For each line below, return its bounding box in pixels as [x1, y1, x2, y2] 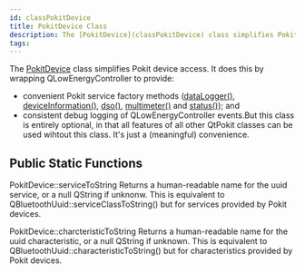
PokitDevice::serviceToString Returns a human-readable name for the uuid [9, 180, 288, 190]
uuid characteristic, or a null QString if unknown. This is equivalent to [9, 236, 268, 247]
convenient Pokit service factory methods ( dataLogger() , [22, 91, 236, 102]
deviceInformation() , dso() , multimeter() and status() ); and [22, 101, 241, 112]
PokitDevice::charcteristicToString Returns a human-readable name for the [9, 226, 289, 237]
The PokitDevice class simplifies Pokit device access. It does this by [9, 63, 265, 74]
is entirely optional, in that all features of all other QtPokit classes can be [22, 120, 293, 131]
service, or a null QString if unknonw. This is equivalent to [9, 190, 225, 200]
